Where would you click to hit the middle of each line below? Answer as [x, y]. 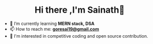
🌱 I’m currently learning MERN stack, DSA [52, 23]
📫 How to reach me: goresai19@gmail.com [54, 29]
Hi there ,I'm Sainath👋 [80, 10]
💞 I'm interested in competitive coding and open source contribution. [79, 36]
